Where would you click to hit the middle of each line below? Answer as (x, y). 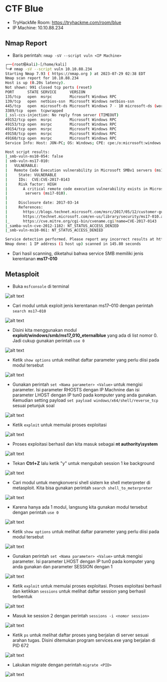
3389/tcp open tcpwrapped (34, 111)
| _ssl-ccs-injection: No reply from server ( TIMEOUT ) (62, 115)
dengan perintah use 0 (35, 512)
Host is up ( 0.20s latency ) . (35, 83)
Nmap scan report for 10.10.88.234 (42, 78)
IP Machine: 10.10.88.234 (38, 27)
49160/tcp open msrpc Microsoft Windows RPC (61, 138)
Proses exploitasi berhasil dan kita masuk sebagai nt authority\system (85, 444)
